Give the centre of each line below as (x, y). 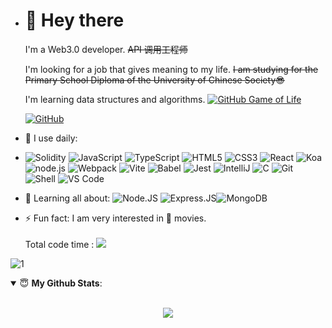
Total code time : (59, 244)
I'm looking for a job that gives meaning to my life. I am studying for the (171, 69)
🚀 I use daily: (51, 138)
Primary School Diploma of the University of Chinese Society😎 (154, 80)
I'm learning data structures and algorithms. (115, 99)
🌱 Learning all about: (67, 198)
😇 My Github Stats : (61, 283)
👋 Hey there (74, 20)
